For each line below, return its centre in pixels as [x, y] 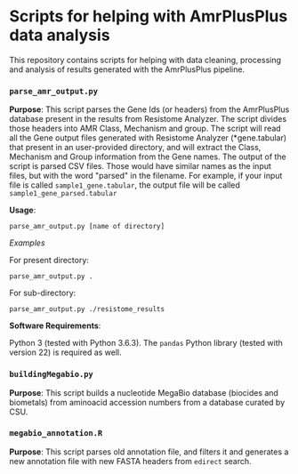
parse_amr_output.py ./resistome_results [87, 309]
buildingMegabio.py [51, 374]
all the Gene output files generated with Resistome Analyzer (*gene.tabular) [148, 138]
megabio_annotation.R [56, 434]
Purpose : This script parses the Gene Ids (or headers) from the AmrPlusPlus [149, 109]
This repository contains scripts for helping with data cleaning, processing [145, 60]
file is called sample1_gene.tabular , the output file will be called [125, 185]
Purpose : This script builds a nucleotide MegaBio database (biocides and [144, 392]
